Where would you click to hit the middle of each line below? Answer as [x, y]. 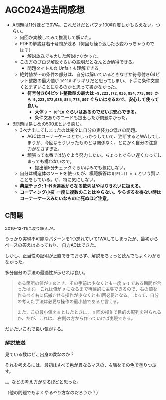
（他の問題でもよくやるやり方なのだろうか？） [53, 393]
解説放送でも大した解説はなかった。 [64, 56]
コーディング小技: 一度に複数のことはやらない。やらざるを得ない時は [90, 192]
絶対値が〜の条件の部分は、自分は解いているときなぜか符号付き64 [87, 74]
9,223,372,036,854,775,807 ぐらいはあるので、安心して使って [96, 99]
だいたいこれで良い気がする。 [35, 329]
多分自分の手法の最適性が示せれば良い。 [46, 272]
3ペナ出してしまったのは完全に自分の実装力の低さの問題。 [80, 130]
